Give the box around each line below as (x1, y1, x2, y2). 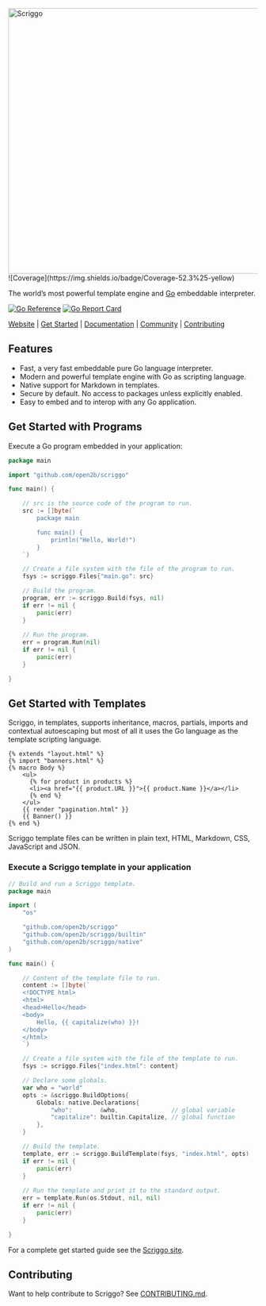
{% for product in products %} (28, 778, 133, 786)
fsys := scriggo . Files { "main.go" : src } (22, 572, 154, 580)
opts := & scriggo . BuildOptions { (22, 1091, 129, 1099)
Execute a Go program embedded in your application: (8, 441, 183, 451)
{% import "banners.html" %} (8, 757, 104, 765)
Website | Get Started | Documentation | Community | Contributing (8, 319, 226, 329)
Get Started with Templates (8, 697, 146, 711)
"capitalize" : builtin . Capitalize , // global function (50, 1113, 236, 1122)
